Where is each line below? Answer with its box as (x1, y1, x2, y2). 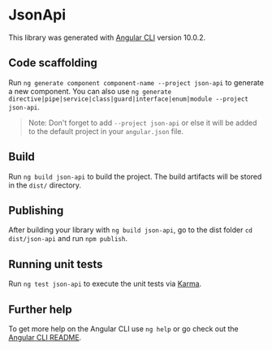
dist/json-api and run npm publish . (8, 234, 128, 244)
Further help (8, 302, 73, 316)
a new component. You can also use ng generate (8, 86, 172, 96)
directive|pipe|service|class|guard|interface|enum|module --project (8, 95, 249, 103)
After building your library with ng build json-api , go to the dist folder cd (8, 225, 253, 235)
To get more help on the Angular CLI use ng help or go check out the (8, 324, 239, 334)
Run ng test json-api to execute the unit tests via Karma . (8, 279, 202, 289)
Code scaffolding (8, 56, 97, 70)
